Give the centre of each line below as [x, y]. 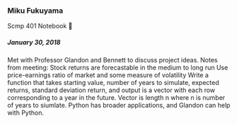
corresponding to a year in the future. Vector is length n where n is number [116, 98]
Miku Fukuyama [35, 11]
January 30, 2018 [34, 42]
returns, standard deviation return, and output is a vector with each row [111, 90]
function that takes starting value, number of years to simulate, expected [113, 83]
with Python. [26, 113]
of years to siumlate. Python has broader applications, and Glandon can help [119, 106]
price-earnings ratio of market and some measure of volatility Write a [108, 75]
